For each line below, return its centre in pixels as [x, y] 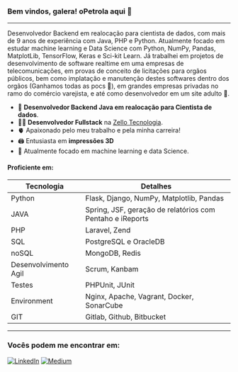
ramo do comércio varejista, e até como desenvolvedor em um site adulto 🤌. [119, 94]
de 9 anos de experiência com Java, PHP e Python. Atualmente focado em [116, 41]
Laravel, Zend [108, 230]
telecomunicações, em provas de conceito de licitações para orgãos [107, 71]
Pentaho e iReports [117, 218]
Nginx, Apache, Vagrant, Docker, [140, 296]
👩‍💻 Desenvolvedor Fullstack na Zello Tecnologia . [90, 123]
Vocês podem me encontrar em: [64, 345]
